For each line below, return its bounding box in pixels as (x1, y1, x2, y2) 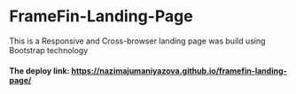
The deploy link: (9, 65, 70, 76)
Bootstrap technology (9, 44, 89, 55)
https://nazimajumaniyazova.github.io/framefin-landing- (71, 65, 288, 76)
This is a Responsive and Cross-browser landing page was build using (9, 35, 266, 46)
